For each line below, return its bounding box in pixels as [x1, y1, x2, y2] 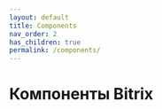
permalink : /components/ [9, 46, 101, 55]
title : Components [9, 21, 77, 30]
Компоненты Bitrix [9, 84, 154, 105]
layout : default [9, 12, 69, 22]
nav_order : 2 [9, 29, 58, 38]
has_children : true [9, 37, 81, 47]
